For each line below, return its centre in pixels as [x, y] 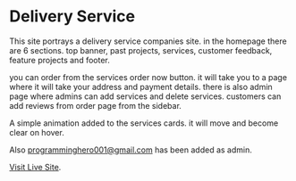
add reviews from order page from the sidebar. [95, 105]
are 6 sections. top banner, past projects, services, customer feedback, [141, 50]
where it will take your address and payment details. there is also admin [141, 86]
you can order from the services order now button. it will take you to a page [148, 77]
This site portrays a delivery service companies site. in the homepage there [148, 41]
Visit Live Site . [35, 167]
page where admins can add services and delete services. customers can [145, 96]
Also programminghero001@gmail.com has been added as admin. [131, 150]
